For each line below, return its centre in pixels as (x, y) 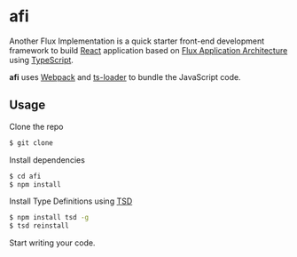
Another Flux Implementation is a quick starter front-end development (137, 41)
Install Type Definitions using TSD (71, 201)
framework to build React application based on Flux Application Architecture (148, 50)
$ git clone (31, 143)
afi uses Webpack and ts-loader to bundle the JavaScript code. (125, 76)
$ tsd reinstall (39, 226)
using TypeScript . (41, 60)
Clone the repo (36, 126)
